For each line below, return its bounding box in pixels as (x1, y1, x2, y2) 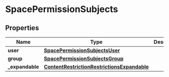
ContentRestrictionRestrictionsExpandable (43, 63, 149, 70)
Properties (5, 24, 39, 32)
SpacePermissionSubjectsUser (43, 47, 120, 54)
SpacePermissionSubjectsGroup (43, 55, 124, 62)
